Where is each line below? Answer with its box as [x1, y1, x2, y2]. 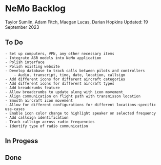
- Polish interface [5, 59, 45, 65]
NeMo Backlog [5, 3, 66, 14]
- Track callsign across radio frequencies [5, 119, 95, 124]
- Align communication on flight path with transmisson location [5, 93, 141, 99]
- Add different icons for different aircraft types [5, 81, 115, 86]
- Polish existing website [5, 64, 60, 69]
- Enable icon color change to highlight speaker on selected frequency [5, 110, 156, 116]
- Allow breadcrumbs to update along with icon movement [5, 90, 123, 94]
